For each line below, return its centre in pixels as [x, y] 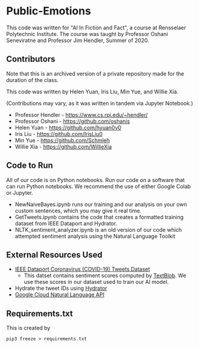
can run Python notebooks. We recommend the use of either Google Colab [99, 186]
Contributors [31, 59]
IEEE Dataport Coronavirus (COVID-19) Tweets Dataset [82, 269]
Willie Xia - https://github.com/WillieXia [63, 146]
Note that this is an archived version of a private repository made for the [95, 74]
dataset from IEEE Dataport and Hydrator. [66, 223]
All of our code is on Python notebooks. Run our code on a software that [96, 180]
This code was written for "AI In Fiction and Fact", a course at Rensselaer [96, 28]
